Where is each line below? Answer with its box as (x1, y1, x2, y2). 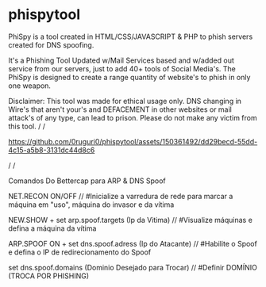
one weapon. (8, 81, 52, 90)
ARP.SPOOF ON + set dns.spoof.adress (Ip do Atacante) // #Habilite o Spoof (8, 239, 258, 248)
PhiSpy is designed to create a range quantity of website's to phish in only (8, 72, 251, 82)
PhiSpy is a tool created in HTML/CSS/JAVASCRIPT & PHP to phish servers (8, 32, 253, 41)
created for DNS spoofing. (8, 40, 94, 49)
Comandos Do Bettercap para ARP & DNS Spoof (8, 176, 167, 186)
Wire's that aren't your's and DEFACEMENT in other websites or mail (8, 105, 232, 114)
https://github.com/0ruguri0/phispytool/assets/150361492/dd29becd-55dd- (8, 136, 258, 146)
